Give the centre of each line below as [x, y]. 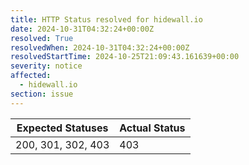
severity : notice [46, 66]
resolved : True [42, 38]
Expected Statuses [62, 128]
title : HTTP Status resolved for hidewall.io [106, 19]
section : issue [42, 94]
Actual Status [152, 128]
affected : [31, 76]
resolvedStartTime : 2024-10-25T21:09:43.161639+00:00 [125, 57]
